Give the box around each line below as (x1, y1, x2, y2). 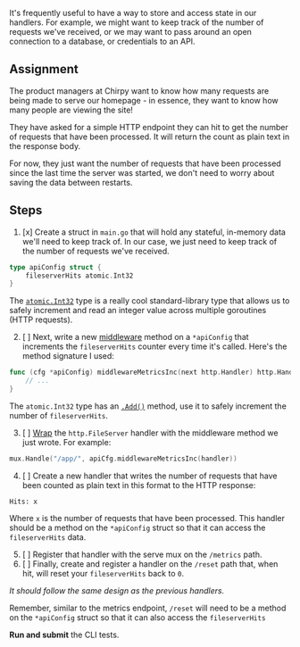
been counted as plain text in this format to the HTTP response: (21, 479, 256, 490)
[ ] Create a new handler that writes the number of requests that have (21, 470, 278, 481)
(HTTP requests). (9, 314, 73, 325)
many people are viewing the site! (9, 104, 134, 115)
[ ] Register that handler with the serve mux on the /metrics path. (21, 549, 262, 560)
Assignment (9, 62, 79, 77)
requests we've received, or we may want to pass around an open (9, 27, 253, 37)
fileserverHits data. (9, 531, 87, 543)
